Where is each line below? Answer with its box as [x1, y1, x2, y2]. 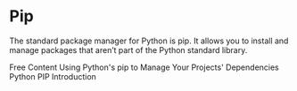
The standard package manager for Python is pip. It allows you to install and [9, 35, 289, 46]
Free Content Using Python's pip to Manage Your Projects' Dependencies [9, 62, 279, 72]
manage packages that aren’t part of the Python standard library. [9, 44, 248, 55]
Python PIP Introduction [9, 71, 96, 81]
